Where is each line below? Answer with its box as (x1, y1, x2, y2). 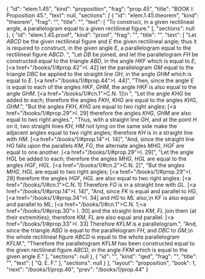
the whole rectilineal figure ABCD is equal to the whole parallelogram (6, 233, 180, 240)
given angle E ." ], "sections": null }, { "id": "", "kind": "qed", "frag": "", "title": (6, 253, 198, 260)
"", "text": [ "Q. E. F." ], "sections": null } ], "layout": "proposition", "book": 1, (6, 259, 196, 266)
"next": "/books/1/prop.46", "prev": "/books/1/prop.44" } (6, 266, 149, 273)
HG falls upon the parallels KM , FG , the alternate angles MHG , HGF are (6, 142, 185, 149)
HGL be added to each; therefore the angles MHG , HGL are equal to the (6, 155, 187, 162)
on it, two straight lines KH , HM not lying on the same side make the (6, 123, 177, 129)
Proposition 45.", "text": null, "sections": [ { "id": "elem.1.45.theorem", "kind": (6, 12, 199, 19)
